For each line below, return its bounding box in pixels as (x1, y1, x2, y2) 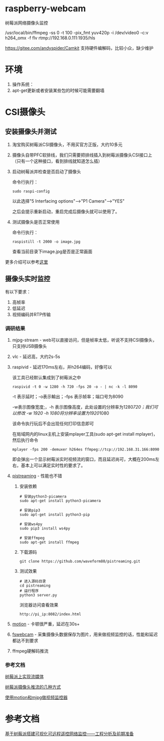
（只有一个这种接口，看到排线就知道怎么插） (12, 158, 103, 164)
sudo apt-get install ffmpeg (19, 539, 79, 545)
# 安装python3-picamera (19, 494, 67, 499)
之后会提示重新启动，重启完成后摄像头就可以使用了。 (12, 208, 120, 214)
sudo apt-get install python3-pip (19, 512, 90, 517)
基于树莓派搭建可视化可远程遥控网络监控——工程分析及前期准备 (5, 731, 134, 737)
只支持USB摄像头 (12, 343, 47, 349)
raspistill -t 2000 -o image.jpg (12, 239, 81, 244)
